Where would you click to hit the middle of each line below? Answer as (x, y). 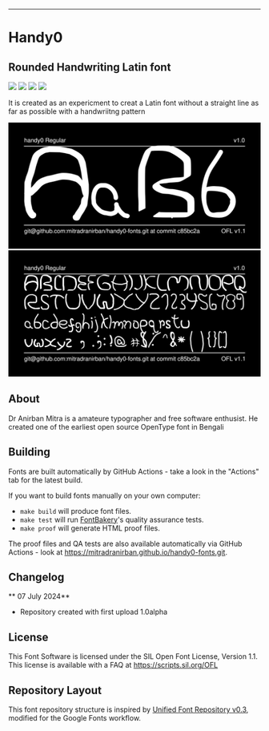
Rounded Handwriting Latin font (90, 67)
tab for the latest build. (46, 480)
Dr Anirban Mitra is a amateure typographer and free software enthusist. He (133, 418)
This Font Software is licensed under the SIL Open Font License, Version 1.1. (133, 656)
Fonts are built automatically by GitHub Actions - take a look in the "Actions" (134, 471)
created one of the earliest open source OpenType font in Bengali (116, 426)
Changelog (36, 578)
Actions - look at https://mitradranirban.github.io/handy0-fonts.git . (118, 552)
